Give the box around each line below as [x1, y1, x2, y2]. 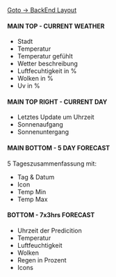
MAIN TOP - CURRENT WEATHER [7, 22, 105, 30]
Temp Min [17, 187, 47, 196]
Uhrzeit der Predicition [17, 226, 82, 235]
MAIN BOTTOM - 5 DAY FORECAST [7, 144, 110, 152]
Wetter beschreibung [17, 59, 78, 68]
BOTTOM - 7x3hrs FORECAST [7, 211, 95, 219]
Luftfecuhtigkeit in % [17, 67, 77, 75]
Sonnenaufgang [17, 120, 64, 129]
